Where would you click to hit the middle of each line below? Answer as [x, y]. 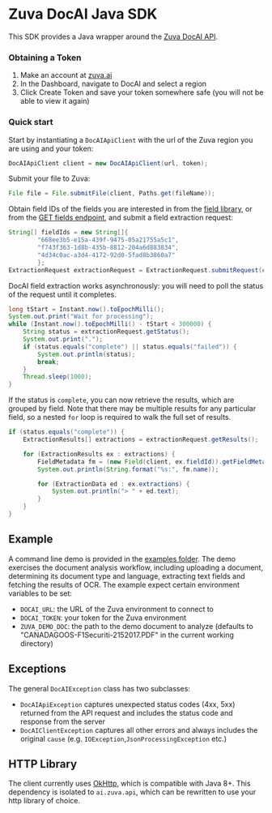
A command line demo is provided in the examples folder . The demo [122, 558]
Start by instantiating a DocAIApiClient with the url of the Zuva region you [131, 139]
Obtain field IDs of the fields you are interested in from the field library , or [130, 209]
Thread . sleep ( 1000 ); [57, 377]
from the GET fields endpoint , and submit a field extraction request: [121, 218]
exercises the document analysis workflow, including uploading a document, [136, 567]
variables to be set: [40, 593]
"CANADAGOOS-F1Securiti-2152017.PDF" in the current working [127, 635]
